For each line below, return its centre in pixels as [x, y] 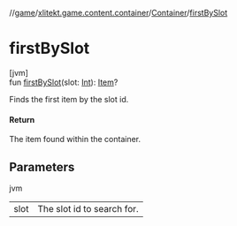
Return [22, 119]
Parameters [42, 167]
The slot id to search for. [88, 208]
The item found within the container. [75, 139]
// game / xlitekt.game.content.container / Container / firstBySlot [119, 13]
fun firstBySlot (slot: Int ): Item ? [64, 82]
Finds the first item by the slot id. [69, 99]
